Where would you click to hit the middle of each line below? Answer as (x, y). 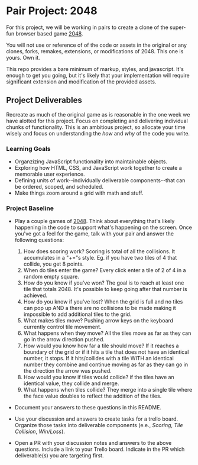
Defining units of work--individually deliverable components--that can (100, 180)
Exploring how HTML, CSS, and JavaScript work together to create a (98, 168)
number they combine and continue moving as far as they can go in (106, 364)
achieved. (35, 296)
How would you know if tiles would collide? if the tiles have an (99, 377)
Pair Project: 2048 (52, 11)
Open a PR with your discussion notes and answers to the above (93, 443)
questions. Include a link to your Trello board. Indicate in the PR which (100, 449)
